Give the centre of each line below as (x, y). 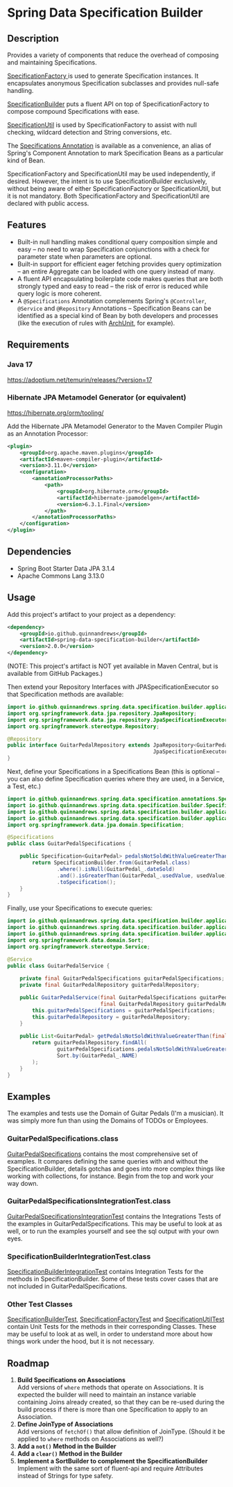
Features (27, 225)
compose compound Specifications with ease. (74, 111)
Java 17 (20, 364)
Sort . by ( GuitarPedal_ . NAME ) (97, 1055)
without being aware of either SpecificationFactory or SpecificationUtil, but (114, 188)
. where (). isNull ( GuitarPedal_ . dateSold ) (116, 869)
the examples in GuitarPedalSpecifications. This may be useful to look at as (115, 1223)
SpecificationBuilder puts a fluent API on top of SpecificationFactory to (108, 104)
